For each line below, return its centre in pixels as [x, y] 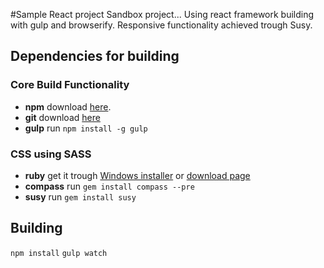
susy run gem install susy [80, 196]
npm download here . [68, 106]
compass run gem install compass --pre [109, 186]
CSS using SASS [51, 154]
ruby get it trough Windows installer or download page [137, 175]
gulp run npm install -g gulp [86, 128]
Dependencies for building [95, 56]
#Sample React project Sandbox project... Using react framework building [162, 14]
